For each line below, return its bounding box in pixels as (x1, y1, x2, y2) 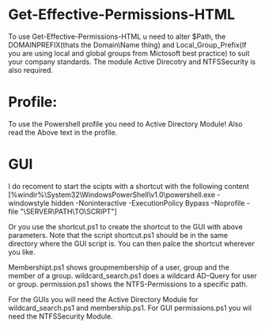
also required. (8, 65, 54, 74)
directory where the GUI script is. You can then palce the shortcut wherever (8, 239, 256, 248)
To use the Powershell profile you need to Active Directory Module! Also (8, 119, 243, 128)
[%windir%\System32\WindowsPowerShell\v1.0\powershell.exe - (8, 190, 221, 199)
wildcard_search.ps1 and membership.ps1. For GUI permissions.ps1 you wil (8, 303, 252, 312)
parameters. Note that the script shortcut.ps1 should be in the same (8, 230, 228, 240)
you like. (8, 247, 36, 256)
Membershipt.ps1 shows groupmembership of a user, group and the (8, 263, 229, 272)
